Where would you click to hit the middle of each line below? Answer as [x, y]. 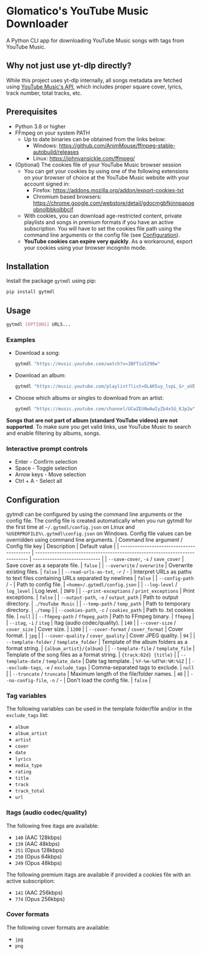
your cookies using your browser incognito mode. [85, 247]
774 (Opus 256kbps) [40, 899]
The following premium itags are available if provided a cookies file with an [98, 875]
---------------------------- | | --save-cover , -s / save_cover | [108, 559]
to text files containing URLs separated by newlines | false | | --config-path [100, 578]
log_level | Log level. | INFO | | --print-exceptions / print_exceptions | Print [100, 590]
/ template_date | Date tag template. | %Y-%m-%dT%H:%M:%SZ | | [117, 661]
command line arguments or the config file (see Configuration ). [102, 235]
